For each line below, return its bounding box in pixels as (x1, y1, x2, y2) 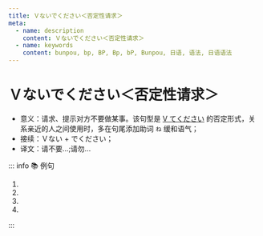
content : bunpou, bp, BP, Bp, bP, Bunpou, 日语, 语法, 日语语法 (22, 49, 233, 57)
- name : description (15, 26, 84, 34)
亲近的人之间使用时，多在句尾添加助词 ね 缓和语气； (26, 123, 199, 133)
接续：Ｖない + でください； (19, 134, 114, 143)
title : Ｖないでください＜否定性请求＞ (8, 11, 123, 20)
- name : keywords (15, 42, 74, 50)
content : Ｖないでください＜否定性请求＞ (22, 34, 145, 42)
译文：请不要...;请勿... (19, 143, 91, 153)
